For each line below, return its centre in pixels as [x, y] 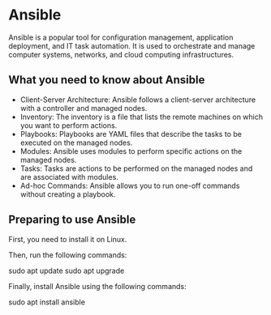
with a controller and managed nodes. [84, 108]
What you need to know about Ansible [107, 80]
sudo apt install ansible [47, 302]
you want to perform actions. [69, 125]
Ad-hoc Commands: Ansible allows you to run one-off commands [130, 185]
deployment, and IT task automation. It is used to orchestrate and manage [132, 45]
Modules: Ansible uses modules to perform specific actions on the [131, 151]
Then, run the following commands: [68, 255]
